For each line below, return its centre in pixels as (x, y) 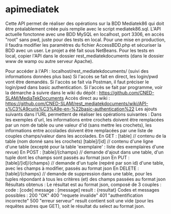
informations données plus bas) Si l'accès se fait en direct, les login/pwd (82, 76)
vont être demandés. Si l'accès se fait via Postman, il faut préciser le (77, 82)
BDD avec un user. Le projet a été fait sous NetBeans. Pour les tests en (80, 50)
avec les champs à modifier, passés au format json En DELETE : (72, 168)
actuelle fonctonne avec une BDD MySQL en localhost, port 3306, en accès (85, 34)
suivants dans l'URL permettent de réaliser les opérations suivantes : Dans (83, 114)
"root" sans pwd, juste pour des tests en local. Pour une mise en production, (86, 40)
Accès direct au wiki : (87, 98)
